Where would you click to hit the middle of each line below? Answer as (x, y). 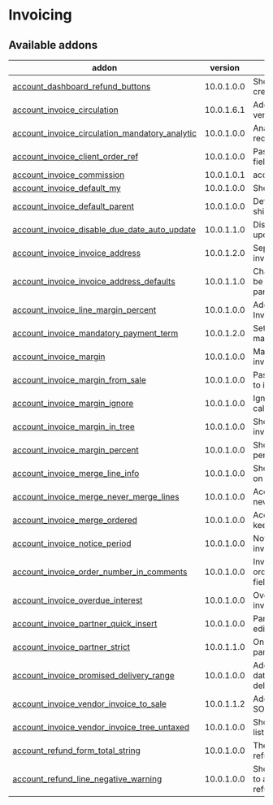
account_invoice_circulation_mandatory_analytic (105, 133)
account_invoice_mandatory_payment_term (95, 333)
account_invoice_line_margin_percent (84, 310)
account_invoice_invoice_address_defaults (94, 281)
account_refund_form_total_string (76, 751)
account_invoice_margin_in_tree (74, 426)
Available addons (53, 45)
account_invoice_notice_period (72, 543)
